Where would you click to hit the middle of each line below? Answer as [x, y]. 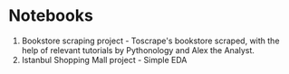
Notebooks [51, 16]
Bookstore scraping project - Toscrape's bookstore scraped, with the [150, 41]
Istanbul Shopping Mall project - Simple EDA [104, 60]
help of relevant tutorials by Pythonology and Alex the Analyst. [138, 50]
